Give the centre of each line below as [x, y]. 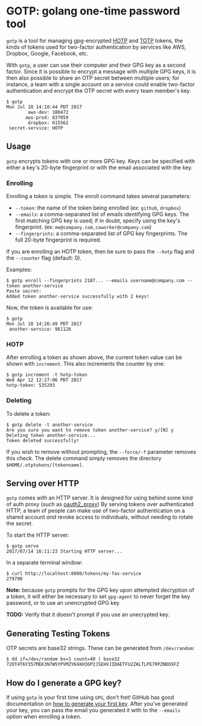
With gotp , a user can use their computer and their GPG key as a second [96, 65]
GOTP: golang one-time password [93, 11]
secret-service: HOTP [36, 128]
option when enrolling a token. [44, 717]
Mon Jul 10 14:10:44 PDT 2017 [44, 107]
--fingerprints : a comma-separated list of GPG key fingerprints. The [101, 234]
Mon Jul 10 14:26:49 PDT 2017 [44, 324]
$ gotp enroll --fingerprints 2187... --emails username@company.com [96, 281]
